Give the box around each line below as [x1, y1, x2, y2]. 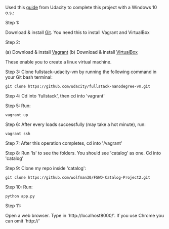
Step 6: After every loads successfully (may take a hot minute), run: [5, 121, 146, 127]
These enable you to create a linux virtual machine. [5, 59, 112, 65]
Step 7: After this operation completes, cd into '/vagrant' [5, 140, 122, 146]
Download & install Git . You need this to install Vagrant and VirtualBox [5, 29, 150, 35]
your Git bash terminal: [5, 74, 53, 80]
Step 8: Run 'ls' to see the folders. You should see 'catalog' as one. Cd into [5, 150, 161, 156]
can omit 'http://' [5, 218, 40, 224]
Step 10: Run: [5, 184, 33, 190]
